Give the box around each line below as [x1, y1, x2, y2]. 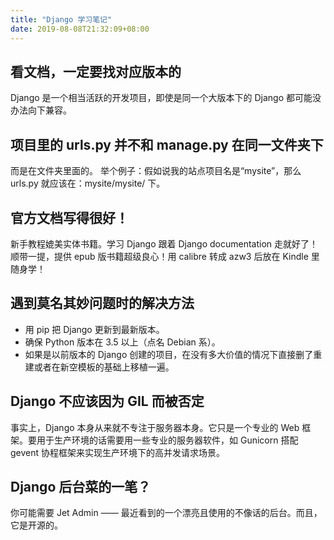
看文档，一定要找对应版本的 [10, 63, 182, 80]
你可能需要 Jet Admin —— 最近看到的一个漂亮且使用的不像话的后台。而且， [10, 507, 323, 519]
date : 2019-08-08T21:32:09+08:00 [10, 24, 150, 34]
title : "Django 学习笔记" [10, 14, 113, 25]
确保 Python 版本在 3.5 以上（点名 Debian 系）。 [24, 336, 221, 348]
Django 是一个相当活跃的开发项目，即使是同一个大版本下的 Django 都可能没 [10, 92, 322, 104]
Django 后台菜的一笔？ [10, 478, 152, 495]
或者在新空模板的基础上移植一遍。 [33, 361, 175, 373]
